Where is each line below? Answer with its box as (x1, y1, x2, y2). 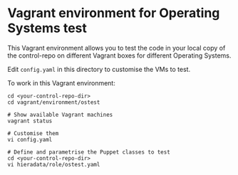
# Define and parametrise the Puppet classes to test (7, 148, 171, 156)
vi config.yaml (7, 136, 53, 143)
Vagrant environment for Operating (7, 5, 220, 21)
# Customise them (7, 129, 59, 137)
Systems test (7, 20, 87, 36)
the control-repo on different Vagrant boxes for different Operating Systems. (7, 51, 232, 60)
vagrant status (7, 117, 53, 124)
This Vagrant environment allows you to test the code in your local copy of (7, 43, 226, 52)
